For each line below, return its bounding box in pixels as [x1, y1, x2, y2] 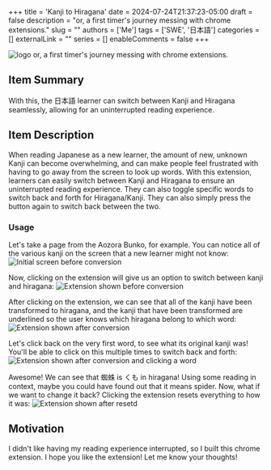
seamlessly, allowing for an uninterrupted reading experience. [8, 104, 214, 114]
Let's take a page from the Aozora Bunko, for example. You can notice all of [8, 239, 260, 249]
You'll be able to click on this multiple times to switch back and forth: [8, 347, 237, 357]
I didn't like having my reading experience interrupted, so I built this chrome [8, 443, 260, 453]
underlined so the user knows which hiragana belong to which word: [8, 314, 237, 324]
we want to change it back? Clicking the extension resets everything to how [8, 390, 260, 400]
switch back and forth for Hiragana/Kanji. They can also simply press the [8, 193, 251, 202]
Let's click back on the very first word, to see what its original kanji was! [8, 338, 248, 348]
